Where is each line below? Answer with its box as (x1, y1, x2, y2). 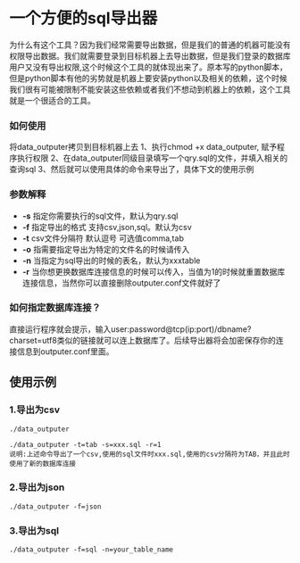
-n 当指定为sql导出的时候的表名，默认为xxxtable (21, 255, 201, 266)
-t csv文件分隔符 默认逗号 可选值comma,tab (21, 233, 185, 244)
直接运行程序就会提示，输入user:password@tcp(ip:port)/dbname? (9, 323, 252, 335)
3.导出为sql (9, 524, 60, 536)
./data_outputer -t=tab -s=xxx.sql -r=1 (9, 440, 162, 449)
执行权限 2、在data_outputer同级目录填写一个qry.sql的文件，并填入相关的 (16, 153, 288, 163)
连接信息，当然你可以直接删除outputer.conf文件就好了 (21, 277, 221, 288)
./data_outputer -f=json (9, 501, 102, 511)
